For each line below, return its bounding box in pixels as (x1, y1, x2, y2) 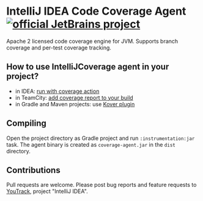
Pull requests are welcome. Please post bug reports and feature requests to (6, 181, 197, 189)
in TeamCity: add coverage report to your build (15, 93, 133, 101)
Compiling (6, 118, 47, 129)
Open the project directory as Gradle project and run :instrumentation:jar (6, 134, 195, 142)
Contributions (6, 165, 61, 175)
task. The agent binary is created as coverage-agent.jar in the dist (6, 141, 175, 148)
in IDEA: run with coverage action (15, 87, 100, 95)
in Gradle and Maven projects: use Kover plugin (15, 100, 135, 108)
